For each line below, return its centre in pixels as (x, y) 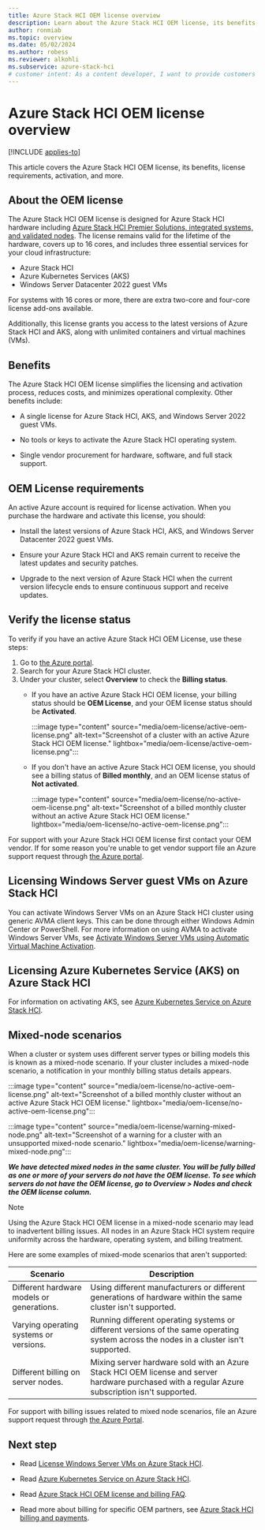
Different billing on (46, 1372)
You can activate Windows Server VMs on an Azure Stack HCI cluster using (131, 912)
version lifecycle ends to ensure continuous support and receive (124, 587)
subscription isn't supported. (144, 1392)
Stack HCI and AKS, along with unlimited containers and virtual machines (127, 332)
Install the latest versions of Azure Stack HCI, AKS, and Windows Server (136, 531)
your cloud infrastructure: (50, 252)
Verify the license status (70, 620)
